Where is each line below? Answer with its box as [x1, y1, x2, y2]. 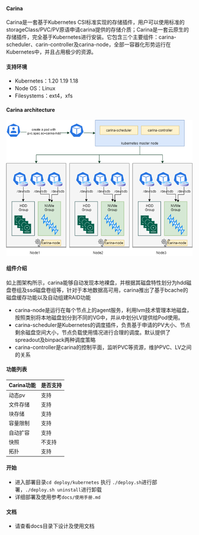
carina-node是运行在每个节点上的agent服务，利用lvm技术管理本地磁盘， [14, 306, 192, 313]
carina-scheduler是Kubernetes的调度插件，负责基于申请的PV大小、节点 [14, 321, 191, 328]
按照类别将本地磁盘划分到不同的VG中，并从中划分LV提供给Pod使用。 [14, 314, 184, 321]
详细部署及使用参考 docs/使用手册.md [14, 493, 101, 501]
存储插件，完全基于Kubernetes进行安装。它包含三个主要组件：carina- [6, 33, 176, 41]
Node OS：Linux [14, 85, 56, 92]
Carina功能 [8, 382, 36, 389]
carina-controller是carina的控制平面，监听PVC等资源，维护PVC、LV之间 [14, 344, 192, 351]
